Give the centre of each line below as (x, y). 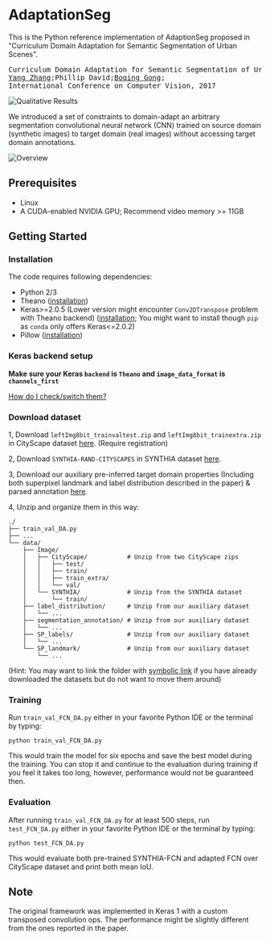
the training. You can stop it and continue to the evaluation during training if (133, 764)
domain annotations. (42, 142)
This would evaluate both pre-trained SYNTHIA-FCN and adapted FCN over (133, 858)
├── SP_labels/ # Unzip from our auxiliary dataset (136, 635)
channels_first (34, 381)
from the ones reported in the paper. (68, 928)
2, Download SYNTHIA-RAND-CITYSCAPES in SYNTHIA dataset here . (115, 459)
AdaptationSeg (59, 15)
